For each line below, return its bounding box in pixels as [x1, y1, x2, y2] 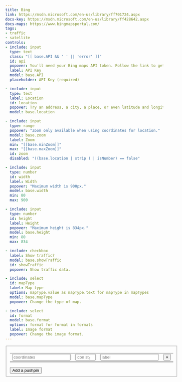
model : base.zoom [10, 132, 46, 138]
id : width [10, 174, 30, 179]
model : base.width [10, 188, 49, 194]
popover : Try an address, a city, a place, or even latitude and [10, 105, 149, 110]
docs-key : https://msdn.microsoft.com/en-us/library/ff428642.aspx [5, 17, 149, 22]
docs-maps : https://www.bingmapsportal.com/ [5, 21, 100, 27]
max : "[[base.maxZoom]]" [10, 146, 62, 152]
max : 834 [10, 239, 28, 245]
